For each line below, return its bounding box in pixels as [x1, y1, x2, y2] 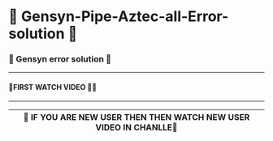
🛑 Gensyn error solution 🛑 [8, 53, 112, 65]
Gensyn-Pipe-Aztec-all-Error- [21, 7, 229, 26]
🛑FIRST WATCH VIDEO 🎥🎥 [8, 83, 97, 92]
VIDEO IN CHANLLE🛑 [95, 122, 178, 133]
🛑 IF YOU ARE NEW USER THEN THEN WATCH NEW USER [23, 111, 250, 122]
